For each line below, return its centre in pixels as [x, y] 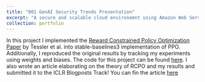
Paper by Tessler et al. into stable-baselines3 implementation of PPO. [93, 47]
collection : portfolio [35, 23]
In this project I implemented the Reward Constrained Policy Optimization [98, 41]
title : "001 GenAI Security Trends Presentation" [71, 12]
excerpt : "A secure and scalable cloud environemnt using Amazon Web [97, 18]
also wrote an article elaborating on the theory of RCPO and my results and [101, 66]
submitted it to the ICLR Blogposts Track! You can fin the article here [92, 73]
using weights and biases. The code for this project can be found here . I [97, 60]
